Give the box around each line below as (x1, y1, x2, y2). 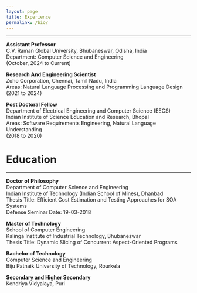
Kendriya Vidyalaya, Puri (6, 280, 66, 287)
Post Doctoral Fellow (6, 101, 57, 108)
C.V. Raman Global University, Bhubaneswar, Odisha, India (6, 47, 147, 54)
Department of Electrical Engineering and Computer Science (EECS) (6, 107, 171, 114)
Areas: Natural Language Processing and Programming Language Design (6, 83, 183, 91)
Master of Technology (6, 220, 62, 227)
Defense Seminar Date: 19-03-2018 (6, 209, 91, 216)
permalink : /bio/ (6, 19, 49, 25)
